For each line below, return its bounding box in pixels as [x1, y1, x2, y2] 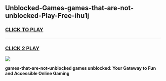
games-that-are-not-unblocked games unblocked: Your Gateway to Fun [5, 65, 156, 71]
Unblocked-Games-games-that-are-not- [5, 4, 134, 12]
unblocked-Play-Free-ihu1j [5, 12, 89, 20]
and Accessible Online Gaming [5, 70, 70, 76]
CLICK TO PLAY [5, 27, 43, 33]
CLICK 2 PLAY [5, 45, 40, 52]
